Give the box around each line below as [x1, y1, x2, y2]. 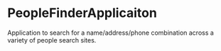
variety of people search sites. [7, 35, 97, 44]
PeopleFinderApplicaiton [7, 5, 158, 21]
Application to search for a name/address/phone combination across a [7, 28, 215, 37]
